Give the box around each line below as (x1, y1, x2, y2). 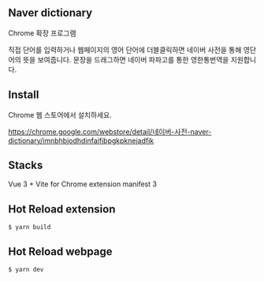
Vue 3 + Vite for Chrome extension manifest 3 (8, 179, 158, 189)
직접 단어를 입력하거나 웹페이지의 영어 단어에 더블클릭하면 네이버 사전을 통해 (8, 45, 242, 54)
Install (8, 88, 39, 102)
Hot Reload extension (8, 202, 116, 215)
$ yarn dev (8, 266, 44, 274)
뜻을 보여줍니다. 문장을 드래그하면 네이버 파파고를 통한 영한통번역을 (22, 54, 229, 64)
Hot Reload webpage (8, 245, 113, 258)
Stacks (8, 159, 43, 172)
